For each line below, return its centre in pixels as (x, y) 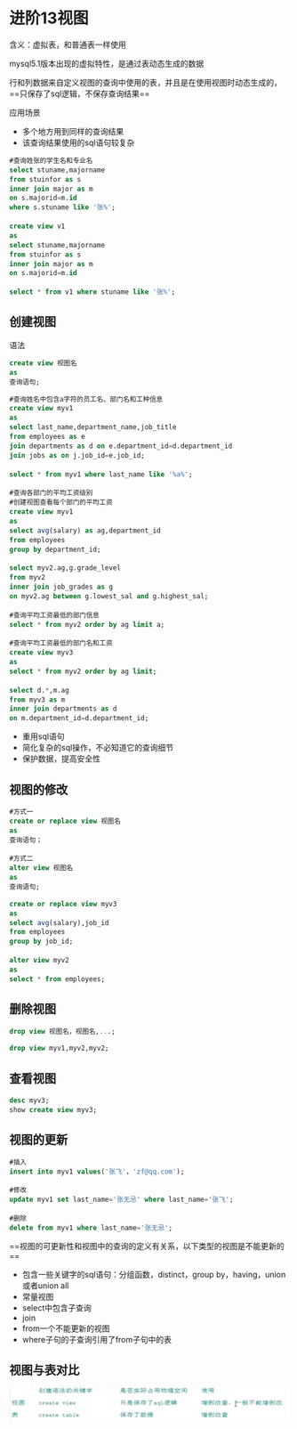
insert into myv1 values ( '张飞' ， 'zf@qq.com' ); (97, 1172)
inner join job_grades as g (61, 587)
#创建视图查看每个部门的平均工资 (61, 503)
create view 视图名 (43, 363)
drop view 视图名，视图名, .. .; (62, 1031)
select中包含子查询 (56, 1307)
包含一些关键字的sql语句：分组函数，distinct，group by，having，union (154, 1274)
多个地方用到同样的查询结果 (73, 131)
